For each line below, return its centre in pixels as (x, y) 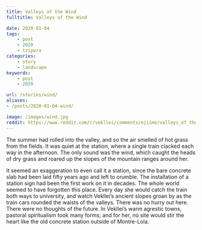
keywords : (19, 73)
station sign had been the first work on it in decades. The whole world (93, 183)
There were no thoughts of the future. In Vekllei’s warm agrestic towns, (94, 208)
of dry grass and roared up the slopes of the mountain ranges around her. (98, 159)
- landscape (32, 67)
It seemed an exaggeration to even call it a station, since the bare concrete (99, 170)
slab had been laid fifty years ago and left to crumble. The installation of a (97, 177)
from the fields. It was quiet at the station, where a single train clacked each (100, 146)
